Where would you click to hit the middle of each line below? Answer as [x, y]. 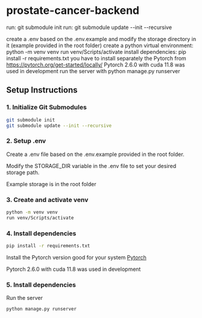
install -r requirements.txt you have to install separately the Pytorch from [96, 58]
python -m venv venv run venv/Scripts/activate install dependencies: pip [96, 51]
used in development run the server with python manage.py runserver [93, 71]
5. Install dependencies [41, 285]
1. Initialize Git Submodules [47, 108]
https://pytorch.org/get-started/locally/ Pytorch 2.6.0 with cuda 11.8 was [96, 65]
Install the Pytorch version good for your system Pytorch [76, 257]
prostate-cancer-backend [73, 11]
